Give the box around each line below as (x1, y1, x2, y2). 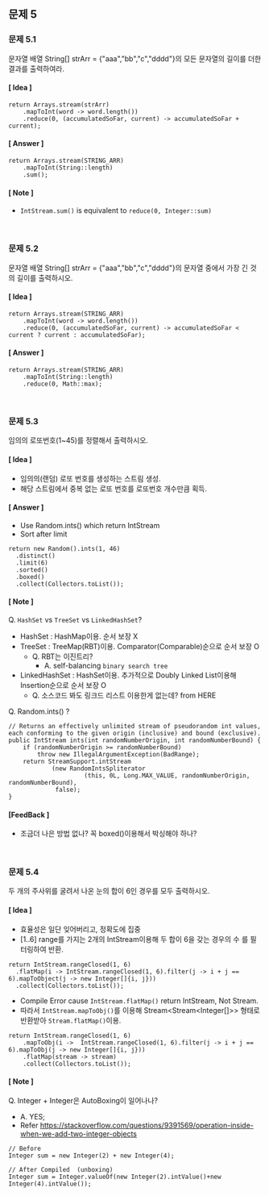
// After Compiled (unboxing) (8, 1165, 114, 1173)
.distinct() (15, 552, 56, 560)
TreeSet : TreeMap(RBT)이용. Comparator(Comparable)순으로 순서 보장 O (19, 641, 260, 651)
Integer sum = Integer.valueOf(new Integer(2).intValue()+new (8, 1173, 221, 1181)
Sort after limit (19, 529, 68, 539)
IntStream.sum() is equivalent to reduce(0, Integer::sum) (19, 206, 212, 215)
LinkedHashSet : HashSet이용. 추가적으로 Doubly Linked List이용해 (19, 670, 237, 680)
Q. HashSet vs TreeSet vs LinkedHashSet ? (8, 615, 143, 624)
